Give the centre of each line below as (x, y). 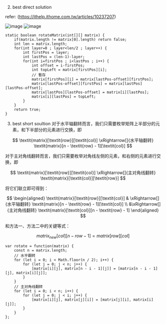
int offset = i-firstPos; (58, 66)
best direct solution (32, 7)
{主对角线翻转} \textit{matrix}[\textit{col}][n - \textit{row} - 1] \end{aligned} (83, 210)
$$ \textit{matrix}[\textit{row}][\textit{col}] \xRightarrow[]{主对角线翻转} (83, 173)
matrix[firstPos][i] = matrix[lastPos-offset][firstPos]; (92, 79)
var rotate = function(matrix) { (40, 246)
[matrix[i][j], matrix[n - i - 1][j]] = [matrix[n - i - (91, 268)
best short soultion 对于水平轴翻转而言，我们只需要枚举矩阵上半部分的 (84, 124)
